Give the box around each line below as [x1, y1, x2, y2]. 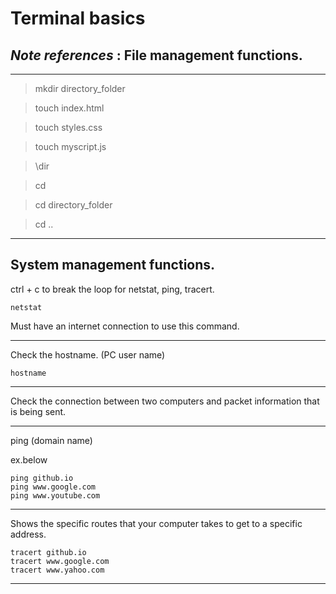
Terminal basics [10, 7, 146, 30]
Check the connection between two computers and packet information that [10, 395, 320, 407]
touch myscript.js [34, 141, 107, 152]
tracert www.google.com [10, 556, 110, 566]
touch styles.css [34, 122, 103, 133]
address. [10, 528, 47, 540]
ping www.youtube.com [10, 490, 101, 501]
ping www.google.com [10, 482, 97, 492]
